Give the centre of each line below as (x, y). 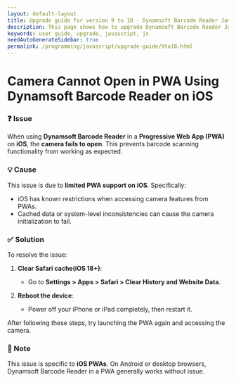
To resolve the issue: (38, 255)
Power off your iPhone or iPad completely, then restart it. (110, 310)
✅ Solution (26, 239)
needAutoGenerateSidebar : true (53, 40)
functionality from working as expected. (65, 151)
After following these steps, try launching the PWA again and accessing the (116, 323)
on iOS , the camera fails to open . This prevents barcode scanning (103, 144)
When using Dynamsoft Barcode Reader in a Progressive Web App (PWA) (116, 136)
